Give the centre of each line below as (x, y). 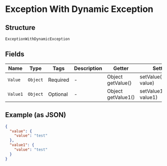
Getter (121, 68)
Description (88, 68)
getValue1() (121, 97)
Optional (58, 94)
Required (59, 80)
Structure (20, 28)
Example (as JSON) (36, 115)
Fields (15, 54)
